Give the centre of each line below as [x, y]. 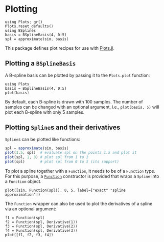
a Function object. [23, 181]
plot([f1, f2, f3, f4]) [29, 235]
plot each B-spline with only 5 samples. [45, 112]
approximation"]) [23, 195]
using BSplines [21, 30]
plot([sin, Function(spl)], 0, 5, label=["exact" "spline [65, 191]
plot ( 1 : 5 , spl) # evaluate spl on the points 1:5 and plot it [71, 153]
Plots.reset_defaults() [29, 26]
